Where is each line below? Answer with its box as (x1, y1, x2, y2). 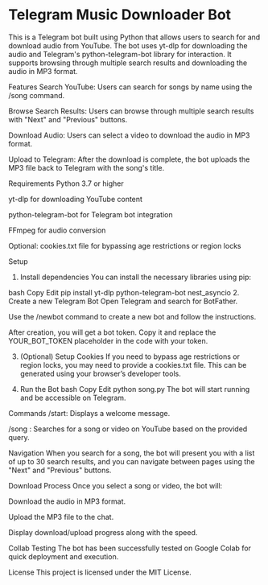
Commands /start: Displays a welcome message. (8, 408, 171, 418)
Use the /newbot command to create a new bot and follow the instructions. (8, 311, 257, 321)
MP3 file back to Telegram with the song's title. (8, 163, 165, 172)
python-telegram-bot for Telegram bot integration (8, 209, 173, 219)
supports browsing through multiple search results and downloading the (8, 58, 248, 68)
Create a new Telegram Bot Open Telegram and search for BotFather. (8, 296, 238, 306)
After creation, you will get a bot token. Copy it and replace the (8, 328, 216, 337)
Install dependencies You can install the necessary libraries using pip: (19, 272, 252, 282)
